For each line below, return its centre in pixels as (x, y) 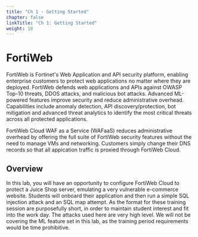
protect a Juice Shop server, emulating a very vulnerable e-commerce (92, 189)
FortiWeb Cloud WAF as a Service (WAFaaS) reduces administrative (89, 131)
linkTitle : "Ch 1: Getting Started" (52, 23)
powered (17, 100)
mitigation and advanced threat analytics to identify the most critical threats (99, 113)
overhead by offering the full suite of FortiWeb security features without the (99, 137)
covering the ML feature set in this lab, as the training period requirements (98, 221)
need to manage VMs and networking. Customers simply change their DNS (98, 144)
